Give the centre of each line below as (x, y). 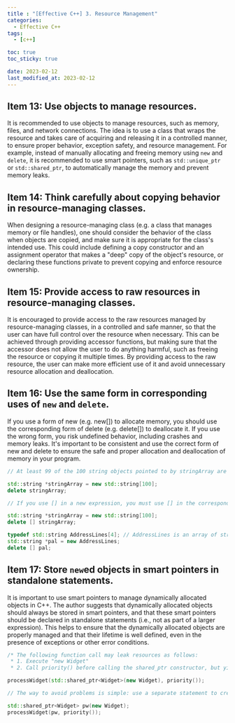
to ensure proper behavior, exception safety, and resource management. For (117, 146)
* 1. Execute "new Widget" (50, 661)
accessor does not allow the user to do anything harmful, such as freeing (113, 349)
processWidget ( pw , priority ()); (54, 712)
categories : (24, 20)
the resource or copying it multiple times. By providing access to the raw (112, 357)
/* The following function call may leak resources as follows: (103, 655)
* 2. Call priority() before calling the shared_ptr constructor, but (115, 668)
